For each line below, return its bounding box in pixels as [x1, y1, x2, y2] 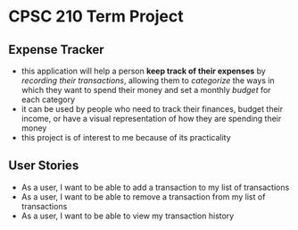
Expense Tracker [8, 42, 104, 57]
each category [21, 94, 76, 105]
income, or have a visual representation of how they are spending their [21, 114, 282, 124]
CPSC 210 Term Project [8, 6, 184, 27]
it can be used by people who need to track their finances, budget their [21, 104, 283, 114]
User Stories [8, 158, 79, 174]
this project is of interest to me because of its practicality [21, 132, 231, 142]
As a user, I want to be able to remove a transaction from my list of [21, 191, 266, 202]
